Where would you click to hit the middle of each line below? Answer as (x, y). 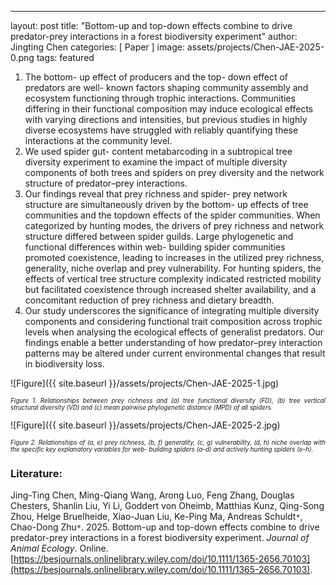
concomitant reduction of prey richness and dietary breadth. (149, 300)
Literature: (36, 473)
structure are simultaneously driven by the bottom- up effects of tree (166, 204)
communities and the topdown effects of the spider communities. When (172, 215)
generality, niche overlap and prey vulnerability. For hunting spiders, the (173, 268)
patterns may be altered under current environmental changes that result (175, 353)
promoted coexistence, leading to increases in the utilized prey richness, (174, 257)
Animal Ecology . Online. (59, 548)
